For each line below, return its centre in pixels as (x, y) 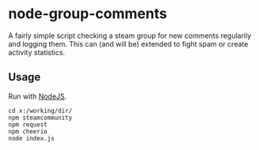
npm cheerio (28, 131)
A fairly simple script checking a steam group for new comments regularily (130, 36)
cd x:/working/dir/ (40, 111)
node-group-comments (88, 14)
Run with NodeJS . (38, 96)
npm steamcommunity (40, 118)
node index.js (32, 138)
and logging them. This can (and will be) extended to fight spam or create (128, 43)
